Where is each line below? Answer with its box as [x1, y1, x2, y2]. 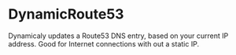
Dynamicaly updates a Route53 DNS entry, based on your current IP [8, 31, 229, 40]
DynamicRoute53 [8, 5, 124, 23]
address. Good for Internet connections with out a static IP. [8, 39, 199, 48]
